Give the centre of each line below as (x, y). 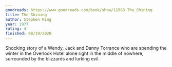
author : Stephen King (28, 19)
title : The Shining (26, 15)
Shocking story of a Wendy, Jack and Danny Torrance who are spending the (86, 48)
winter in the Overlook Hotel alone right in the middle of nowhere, (74, 53)
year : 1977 (17, 24)
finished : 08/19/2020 (28, 33)
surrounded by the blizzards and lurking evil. (53, 59)
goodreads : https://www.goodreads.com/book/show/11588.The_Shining (79, 10)
